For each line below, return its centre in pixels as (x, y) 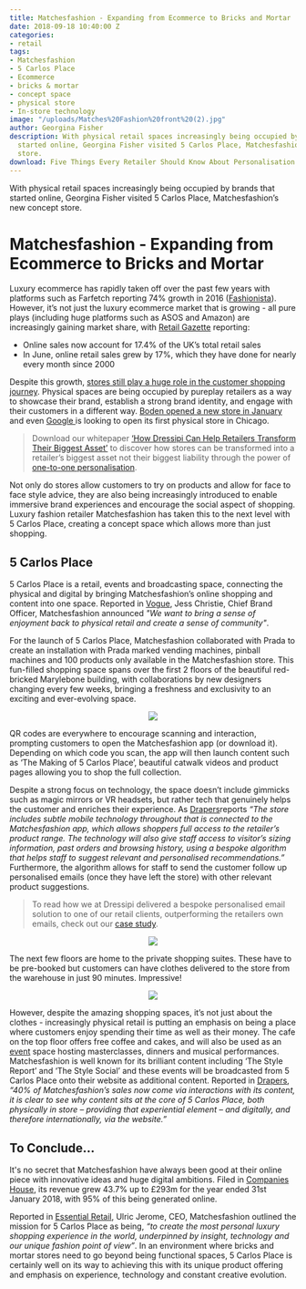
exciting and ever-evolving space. (73, 699)
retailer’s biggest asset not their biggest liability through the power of (161, 458)
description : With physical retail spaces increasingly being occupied (148, 137)
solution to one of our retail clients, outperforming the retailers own (158, 914)
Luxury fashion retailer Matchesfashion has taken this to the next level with (150, 514)
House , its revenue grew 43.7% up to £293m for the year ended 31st (138, 1190)
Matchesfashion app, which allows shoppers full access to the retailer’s (145, 829)
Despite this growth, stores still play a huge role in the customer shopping (148, 382)
